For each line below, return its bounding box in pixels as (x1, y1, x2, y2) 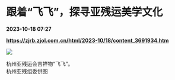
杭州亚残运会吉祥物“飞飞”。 (6, 60, 74, 67)
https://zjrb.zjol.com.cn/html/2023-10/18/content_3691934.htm (6, 37, 169, 44)
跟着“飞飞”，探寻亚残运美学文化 (6, 5, 163, 19)
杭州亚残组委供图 (6, 68, 48, 75)
